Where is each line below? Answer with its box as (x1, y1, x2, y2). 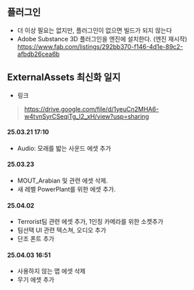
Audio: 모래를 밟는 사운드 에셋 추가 (17, 144, 112, 152)
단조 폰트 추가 (17, 235, 55, 243)
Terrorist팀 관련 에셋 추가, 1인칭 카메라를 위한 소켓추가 (17, 218, 164, 226)
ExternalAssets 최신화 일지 (7, 72, 121, 83)
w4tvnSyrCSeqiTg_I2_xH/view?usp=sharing (23, 112, 150, 121)
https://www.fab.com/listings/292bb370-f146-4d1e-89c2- (17, 42, 184, 50)
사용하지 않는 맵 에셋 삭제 (17, 267, 86, 276)
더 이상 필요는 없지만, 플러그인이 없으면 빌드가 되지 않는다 (17, 26, 173, 34)
